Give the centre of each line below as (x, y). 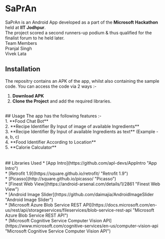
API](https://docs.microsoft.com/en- (120, 205)
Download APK (28, 96)
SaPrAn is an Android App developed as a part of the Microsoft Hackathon (82, 22)
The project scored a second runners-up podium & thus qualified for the (79, 33)
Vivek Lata (16, 53)
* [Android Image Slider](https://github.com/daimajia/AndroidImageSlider (80, 194)
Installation (23, 69)
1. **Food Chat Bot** (27, 121)
